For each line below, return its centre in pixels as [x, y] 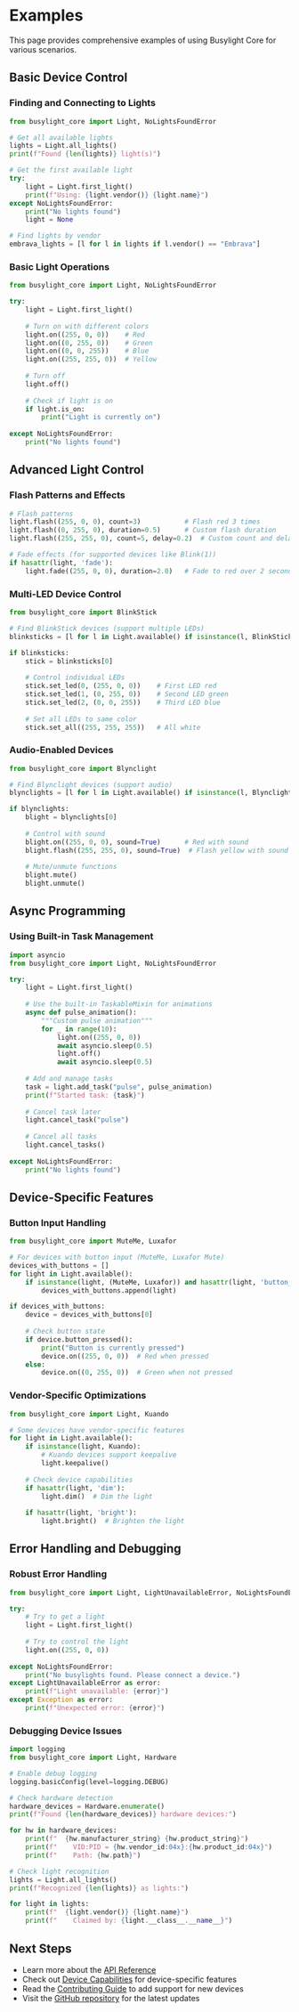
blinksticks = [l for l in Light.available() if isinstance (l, [129, 637]
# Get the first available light [71, 170]
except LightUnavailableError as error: [85, 1683]
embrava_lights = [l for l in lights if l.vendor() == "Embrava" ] [135, 244]
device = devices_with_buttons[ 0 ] [89, 1315]
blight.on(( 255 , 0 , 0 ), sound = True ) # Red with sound [137, 842]
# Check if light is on [69, 401]
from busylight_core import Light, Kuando [89, 1414]
